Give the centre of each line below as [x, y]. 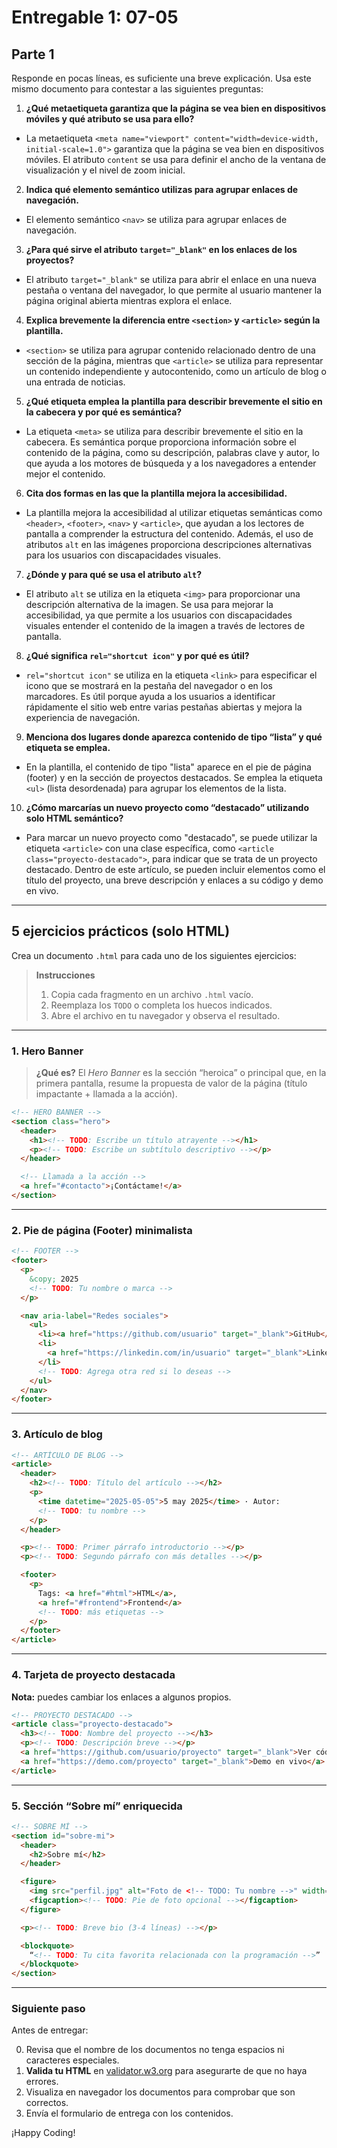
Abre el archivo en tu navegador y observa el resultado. [165, 1015]
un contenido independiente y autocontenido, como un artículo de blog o [176, 371]
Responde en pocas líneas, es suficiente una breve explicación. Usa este [161, 78]
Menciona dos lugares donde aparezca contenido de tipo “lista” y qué [174, 737]
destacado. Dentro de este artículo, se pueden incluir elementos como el [175, 869]
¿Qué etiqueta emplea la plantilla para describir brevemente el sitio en [174, 401]
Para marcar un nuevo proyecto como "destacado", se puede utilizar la [171, 837]
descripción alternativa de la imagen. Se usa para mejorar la [149, 604]
